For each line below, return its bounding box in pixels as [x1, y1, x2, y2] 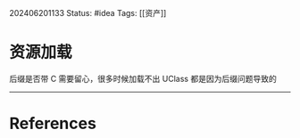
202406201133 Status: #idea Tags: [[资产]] [9, 8, 167, 18]
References [9, 114, 96, 134]
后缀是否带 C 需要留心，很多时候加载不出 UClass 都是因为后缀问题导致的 [9, 73, 277, 84]
